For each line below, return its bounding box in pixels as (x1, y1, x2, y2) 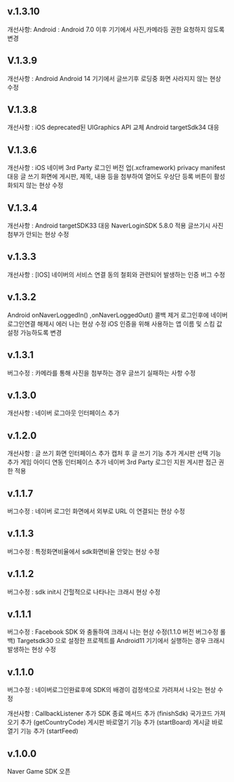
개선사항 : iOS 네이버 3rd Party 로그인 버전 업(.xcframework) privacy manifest (7, 164, 226, 172)
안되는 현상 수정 (25, 230, 69, 239)
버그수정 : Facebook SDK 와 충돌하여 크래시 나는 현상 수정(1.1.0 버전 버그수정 (7, 628, 219, 636)
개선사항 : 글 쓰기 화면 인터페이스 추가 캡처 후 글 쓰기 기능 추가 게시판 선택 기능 (7, 449, 222, 458)
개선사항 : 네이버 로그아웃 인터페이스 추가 (7, 409, 120, 417)
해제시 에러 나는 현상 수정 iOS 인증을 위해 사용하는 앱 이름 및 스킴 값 (37, 319, 223, 328)
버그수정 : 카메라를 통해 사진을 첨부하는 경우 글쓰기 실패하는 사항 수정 (7, 369, 196, 377)
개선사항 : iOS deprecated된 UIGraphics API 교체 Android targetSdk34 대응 (7, 123, 219, 132)
